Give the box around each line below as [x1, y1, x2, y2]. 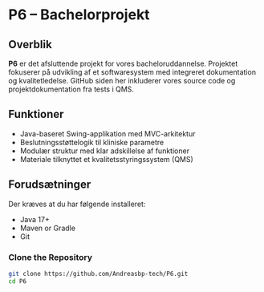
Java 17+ [19, 214, 50, 224]
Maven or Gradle [19, 223, 76, 233]
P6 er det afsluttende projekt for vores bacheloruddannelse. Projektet [8, 59, 238, 68]
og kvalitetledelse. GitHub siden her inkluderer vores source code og [8, 76, 236, 85]
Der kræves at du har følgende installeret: [8, 199, 146, 209]
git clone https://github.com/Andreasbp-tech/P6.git [8, 270, 189, 278]
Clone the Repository [8, 251, 93, 262]
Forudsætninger [8, 178, 91, 192]
